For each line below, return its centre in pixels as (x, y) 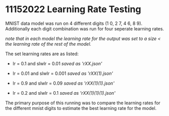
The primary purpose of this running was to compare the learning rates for (83, 103)
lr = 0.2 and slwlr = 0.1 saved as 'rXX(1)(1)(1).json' (64, 93)
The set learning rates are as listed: (42, 54)
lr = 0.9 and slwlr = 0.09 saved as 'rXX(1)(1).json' (64, 83)
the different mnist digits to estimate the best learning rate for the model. (81, 108)
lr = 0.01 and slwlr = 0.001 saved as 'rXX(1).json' (63, 73)
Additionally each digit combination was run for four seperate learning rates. (85, 28)
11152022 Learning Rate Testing (73, 9)
